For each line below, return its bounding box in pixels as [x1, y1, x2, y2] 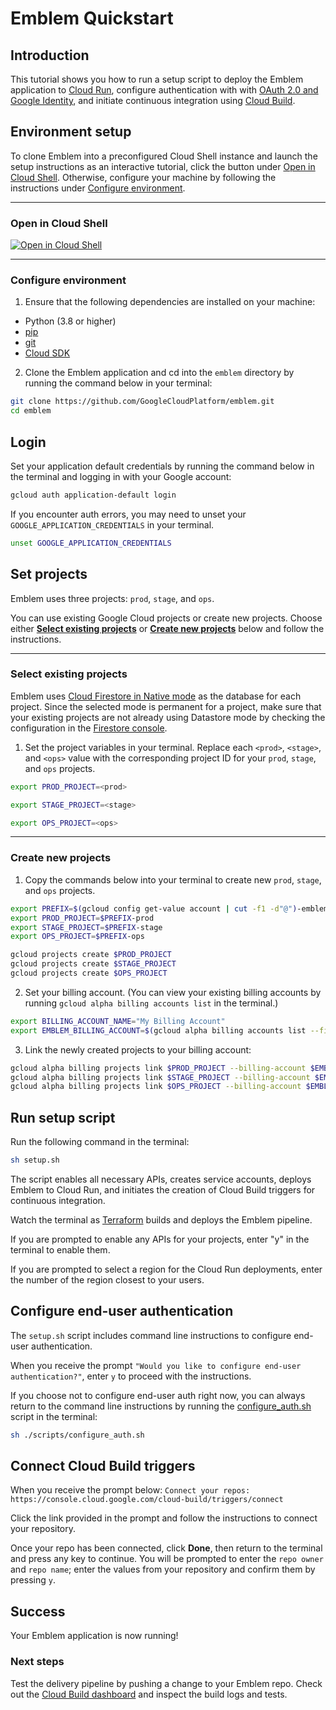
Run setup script [10, 1109, 116, 1126]
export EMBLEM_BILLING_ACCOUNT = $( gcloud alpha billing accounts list [10, 1025, 307, 1036]
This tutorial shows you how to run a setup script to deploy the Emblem [10, 73, 304, 85]
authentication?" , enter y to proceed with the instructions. [10, 1370, 252, 1382]
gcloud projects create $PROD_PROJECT [10, 950, 172, 960]
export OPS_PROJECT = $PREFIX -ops [10, 932, 145, 942]
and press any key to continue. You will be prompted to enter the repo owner [10, 1553, 324, 1565]
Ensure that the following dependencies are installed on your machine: [24, 296, 316, 308]
